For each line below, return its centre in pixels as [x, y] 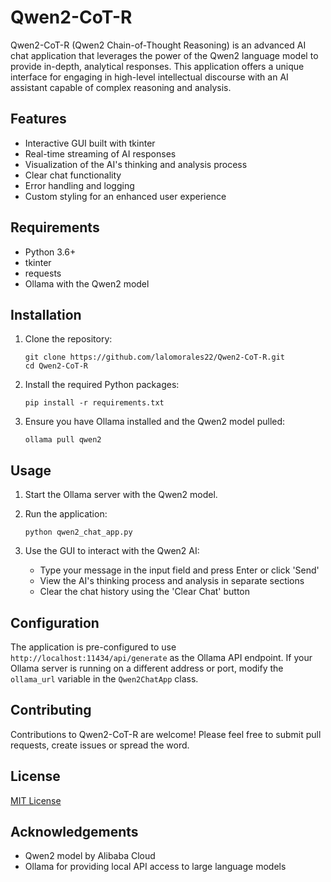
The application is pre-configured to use [93, 647]
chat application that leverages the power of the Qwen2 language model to [164, 55]
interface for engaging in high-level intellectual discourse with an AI [149, 77]
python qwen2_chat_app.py [78, 532]
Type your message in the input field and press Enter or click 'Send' [179, 570]
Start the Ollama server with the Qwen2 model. [121, 495]
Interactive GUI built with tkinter [90, 143]
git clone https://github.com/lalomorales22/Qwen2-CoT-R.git [155, 357]
